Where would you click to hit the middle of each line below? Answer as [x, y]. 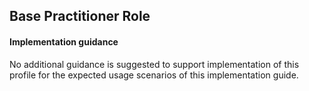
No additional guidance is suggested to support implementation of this [154, 64]
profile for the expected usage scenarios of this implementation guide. [154, 75]
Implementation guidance [64, 41]
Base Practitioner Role [80, 16]
